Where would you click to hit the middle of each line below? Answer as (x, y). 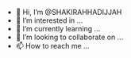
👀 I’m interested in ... (49, 20)
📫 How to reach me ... (52, 46)
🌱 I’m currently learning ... (58, 29)
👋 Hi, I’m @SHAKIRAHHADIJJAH (69, 12)
